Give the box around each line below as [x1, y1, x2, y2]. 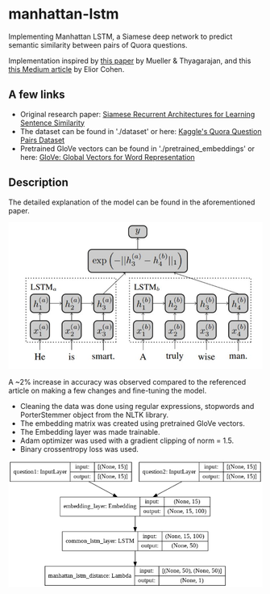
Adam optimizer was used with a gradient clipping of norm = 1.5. [19, 436, 235, 445]
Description [8, 175, 69, 190]
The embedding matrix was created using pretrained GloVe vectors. [19, 418, 246, 428]
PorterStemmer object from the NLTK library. [19, 410, 169, 419]
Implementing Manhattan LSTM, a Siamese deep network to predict [8, 32, 233, 41]
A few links [8, 88, 66, 102]
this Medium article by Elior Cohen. [8, 64, 125, 74]
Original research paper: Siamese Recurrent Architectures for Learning [19, 109, 255, 119]
